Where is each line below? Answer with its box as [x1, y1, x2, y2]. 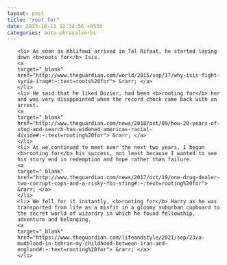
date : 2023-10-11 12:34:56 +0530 [7, 23, 103, 30]
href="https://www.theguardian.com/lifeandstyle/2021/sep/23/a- [16, 234, 205, 241]
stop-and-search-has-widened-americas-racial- [16, 126, 153, 133]
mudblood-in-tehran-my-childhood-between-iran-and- [16, 240, 168, 247]
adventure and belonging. [16, 216, 91, 223]
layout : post [7, 10, 45, 17]
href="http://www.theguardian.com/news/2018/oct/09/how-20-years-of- [16, 120, 221, 127]
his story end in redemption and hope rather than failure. [16, 156, 193, 163]
